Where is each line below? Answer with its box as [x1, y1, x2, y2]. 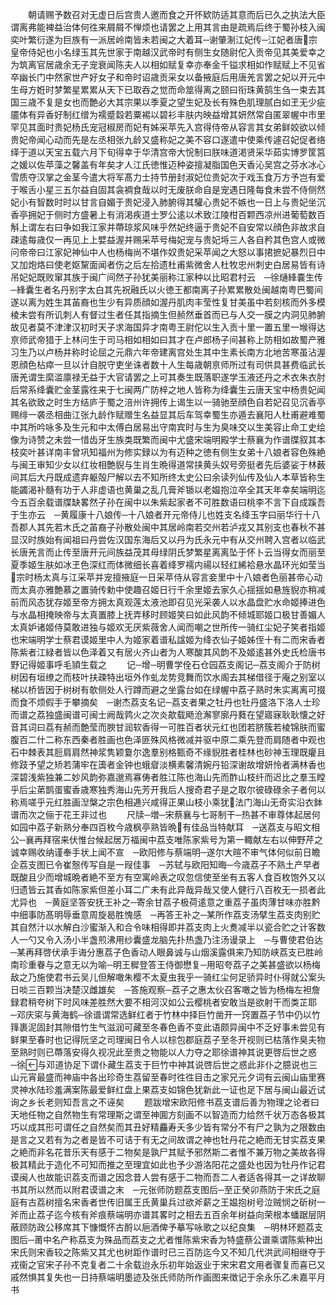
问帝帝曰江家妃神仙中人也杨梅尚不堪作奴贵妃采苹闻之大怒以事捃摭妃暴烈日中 [10, 246, 326, 258]
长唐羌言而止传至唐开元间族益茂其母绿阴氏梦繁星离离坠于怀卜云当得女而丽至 [10, 546, 326, 558]
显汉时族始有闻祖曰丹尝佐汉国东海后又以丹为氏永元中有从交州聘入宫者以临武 [10, 534, 326, 545]
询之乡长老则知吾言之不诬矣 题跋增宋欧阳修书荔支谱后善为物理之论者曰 [10, 1096, 320, 1108]
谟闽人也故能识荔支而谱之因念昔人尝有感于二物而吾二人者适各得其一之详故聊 [10, 1171, 326, 1183]
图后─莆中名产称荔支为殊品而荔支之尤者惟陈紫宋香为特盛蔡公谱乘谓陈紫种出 [10, 1234, 323, 1245]
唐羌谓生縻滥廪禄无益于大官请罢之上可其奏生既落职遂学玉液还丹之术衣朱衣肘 [10, 371, 326, 383]
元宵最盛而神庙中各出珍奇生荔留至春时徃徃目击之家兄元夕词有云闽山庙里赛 [18, 1071, 326, 1083]
